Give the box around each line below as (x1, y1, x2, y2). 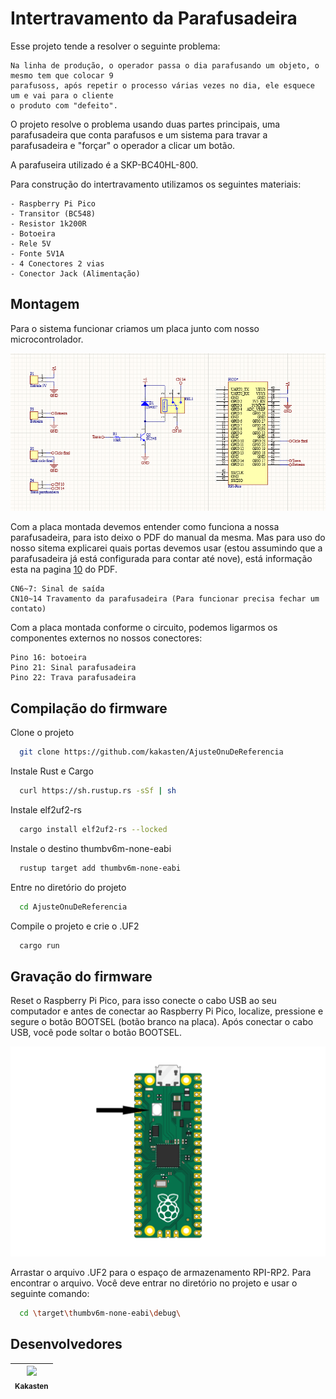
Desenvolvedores (10, 1336, 123, 1353)
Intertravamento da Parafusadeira (10, 7, 298, 30)
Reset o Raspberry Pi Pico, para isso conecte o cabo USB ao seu (10, 995, 277, 1007)
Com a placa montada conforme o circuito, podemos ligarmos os (10, 622, 278, 634)
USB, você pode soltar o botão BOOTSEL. (10, 1027, 183, 1039)
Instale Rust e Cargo (10, 765, 94, 777)
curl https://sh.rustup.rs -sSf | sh (19, 786, 177, 796)
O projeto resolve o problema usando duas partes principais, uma (10, 118, 281, 130)
